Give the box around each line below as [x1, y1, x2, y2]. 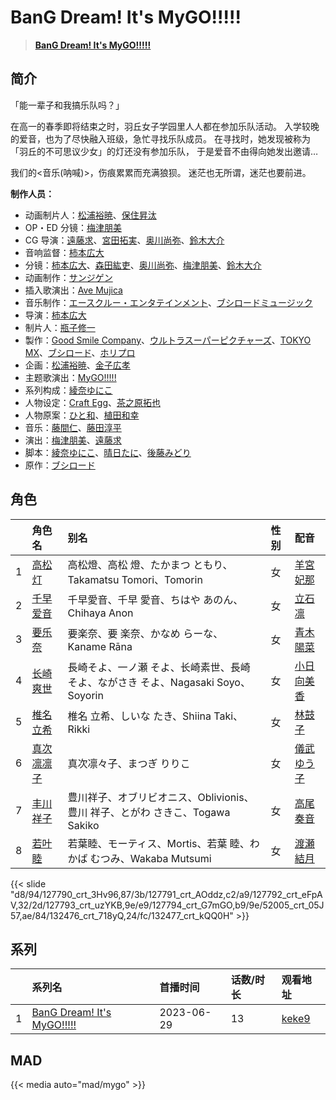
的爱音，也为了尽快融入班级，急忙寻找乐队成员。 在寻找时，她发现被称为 [10, 132, 311, 145]
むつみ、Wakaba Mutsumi [89, 851, 212, 865]
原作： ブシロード [24, 459, 96, 471]
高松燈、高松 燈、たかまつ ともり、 [67, 557, 233, 571]
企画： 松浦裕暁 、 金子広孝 [24, 359, 131, 371]
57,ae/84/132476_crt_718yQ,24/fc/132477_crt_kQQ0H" [10, 909, 234, 921]
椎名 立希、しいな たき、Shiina [67, 709, 212, 723]
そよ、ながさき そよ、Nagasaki [67, 675, 215, 689]
